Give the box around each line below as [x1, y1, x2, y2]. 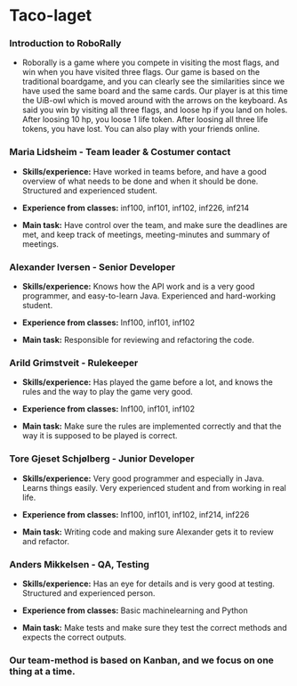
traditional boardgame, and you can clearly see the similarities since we [21, 77, 285, 87]
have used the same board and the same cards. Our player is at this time [21, 86, 288, 96]
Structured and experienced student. [21, 184, 158, 196]
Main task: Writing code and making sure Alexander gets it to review [21, 527, 274, 537]
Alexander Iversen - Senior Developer [9, 260, 176, 273]
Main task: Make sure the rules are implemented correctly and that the [21, 421, 282, 432]
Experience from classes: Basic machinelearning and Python [21, 605, 248, 616]
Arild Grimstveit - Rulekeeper [9, 357, 139, 369]
